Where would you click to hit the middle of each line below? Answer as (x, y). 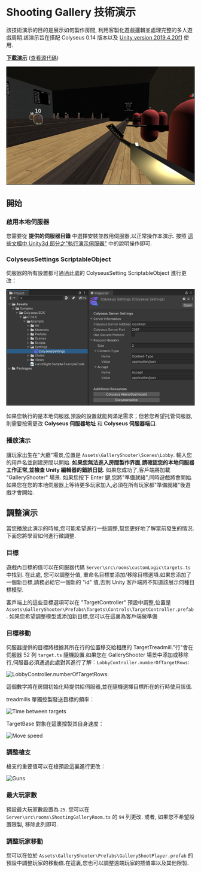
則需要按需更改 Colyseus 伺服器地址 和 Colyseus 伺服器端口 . (82, 423)
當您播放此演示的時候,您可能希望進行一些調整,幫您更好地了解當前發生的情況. (100, 528)
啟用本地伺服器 (28, 222)
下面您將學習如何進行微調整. (41, 536)
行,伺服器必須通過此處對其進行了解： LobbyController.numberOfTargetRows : (98, 662)
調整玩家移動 (25, 841)
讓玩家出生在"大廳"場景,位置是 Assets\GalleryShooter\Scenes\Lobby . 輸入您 (99, 455)
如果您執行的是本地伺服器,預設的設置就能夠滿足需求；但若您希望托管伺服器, (100, 416)
